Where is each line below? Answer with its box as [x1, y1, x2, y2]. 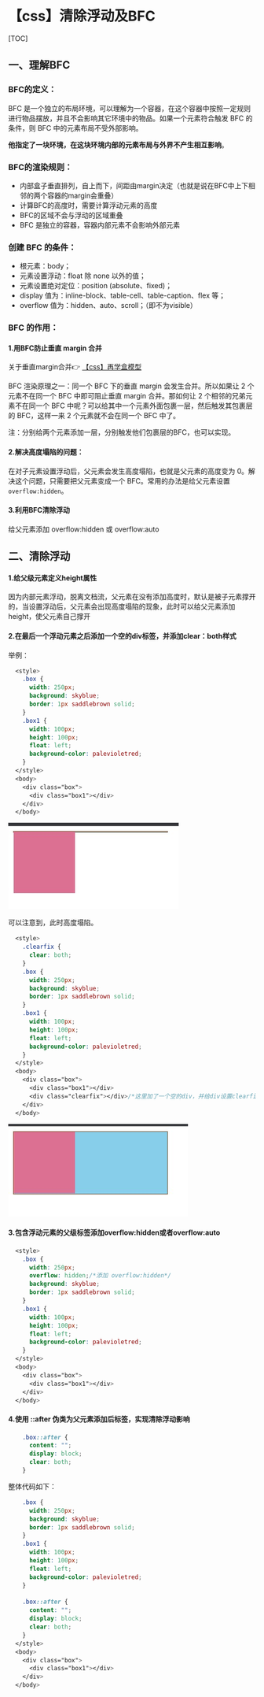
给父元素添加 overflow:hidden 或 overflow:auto [8, 524, 159, 534]
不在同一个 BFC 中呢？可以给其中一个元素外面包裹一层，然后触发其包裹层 [14, 401, 253, 410]
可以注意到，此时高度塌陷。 [8, 918, 98, 928]
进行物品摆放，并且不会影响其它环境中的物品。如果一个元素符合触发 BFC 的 [8, 113, 253, 123]
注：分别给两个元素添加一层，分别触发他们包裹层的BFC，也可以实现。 [8, 428, 236, 437]
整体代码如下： [8, 1481, 57, 1491]
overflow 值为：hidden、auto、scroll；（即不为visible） [19, 301, 198, 310]
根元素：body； [19, 261, 71, 271]
